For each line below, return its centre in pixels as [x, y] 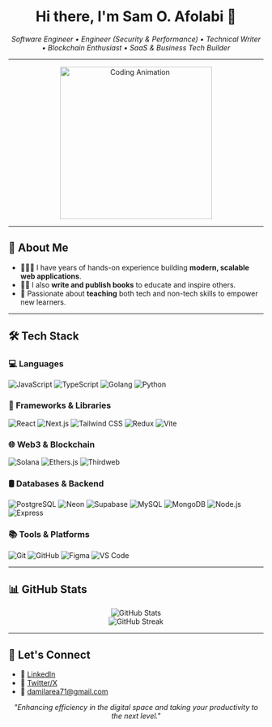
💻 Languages [36, 364]
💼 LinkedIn [38, 674]
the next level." [136, 716]
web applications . [51, 276]
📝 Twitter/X [39, 683]
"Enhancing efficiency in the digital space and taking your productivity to [136, 708]
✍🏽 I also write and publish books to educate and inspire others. [128, 284]
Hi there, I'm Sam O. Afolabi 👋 [136, 17]
